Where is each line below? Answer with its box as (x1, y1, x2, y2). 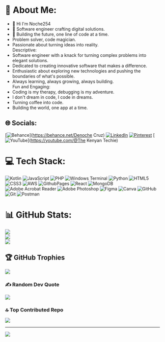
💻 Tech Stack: (5, 155, 66, 167)
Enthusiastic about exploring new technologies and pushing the (12, 68, 141, 74)
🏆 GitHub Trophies (5, 254, 65, 262)
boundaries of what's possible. (12, 73, 75, 79)
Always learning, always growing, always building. (12, 78, 114, 84)
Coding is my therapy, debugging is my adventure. (12, 89, 114, 95)
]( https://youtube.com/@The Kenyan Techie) (27, 137, 118, 143)
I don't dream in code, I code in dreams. (12, 94, 93, 100)
